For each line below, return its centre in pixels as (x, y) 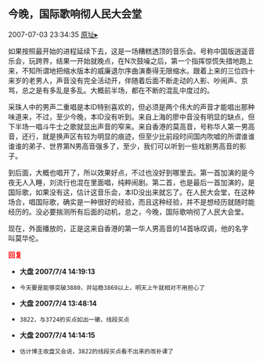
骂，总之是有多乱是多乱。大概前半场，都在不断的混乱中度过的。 (111, 90)
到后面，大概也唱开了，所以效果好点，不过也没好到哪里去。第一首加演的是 (128, 172)
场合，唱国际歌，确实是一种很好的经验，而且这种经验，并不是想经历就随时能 (131, 201)
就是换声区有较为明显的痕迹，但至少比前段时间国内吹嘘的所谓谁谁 (148, 136)
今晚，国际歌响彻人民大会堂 (75, 14)
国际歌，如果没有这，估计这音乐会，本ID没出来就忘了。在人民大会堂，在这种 (131, 192)
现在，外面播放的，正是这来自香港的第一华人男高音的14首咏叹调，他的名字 (128, 228)
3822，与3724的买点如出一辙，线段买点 (74, 320)
